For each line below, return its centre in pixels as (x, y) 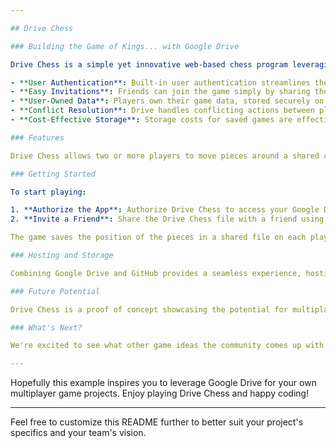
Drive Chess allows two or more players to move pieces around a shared (165, 156)
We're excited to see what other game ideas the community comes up (156, 346)
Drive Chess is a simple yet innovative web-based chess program (149, 64)
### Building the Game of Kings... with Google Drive (125, 46)
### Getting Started (53, 174)
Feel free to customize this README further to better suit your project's (157, 422)
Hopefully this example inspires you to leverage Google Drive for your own (163, 383)
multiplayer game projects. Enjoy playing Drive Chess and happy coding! (160, 393)
